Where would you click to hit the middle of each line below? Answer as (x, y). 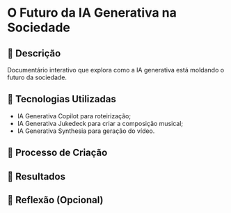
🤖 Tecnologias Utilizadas (62, 99)
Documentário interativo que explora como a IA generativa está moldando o (116, 70)
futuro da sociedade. (37, 77)
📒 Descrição (34, 53)
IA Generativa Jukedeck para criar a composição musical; (100, 123)
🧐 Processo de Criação (57, 153)
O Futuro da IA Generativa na (92, 13)
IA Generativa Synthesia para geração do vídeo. (86, 131)
